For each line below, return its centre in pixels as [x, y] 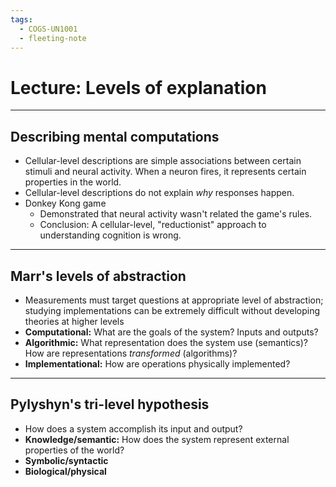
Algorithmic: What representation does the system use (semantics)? [166, 342]
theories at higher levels [74, 321]
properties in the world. [73, 182]
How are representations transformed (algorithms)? [131, 353]
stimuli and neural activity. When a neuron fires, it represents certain [165, 172]
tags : [21, 19]
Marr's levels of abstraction [98, 276]
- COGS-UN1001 [48, 29]
